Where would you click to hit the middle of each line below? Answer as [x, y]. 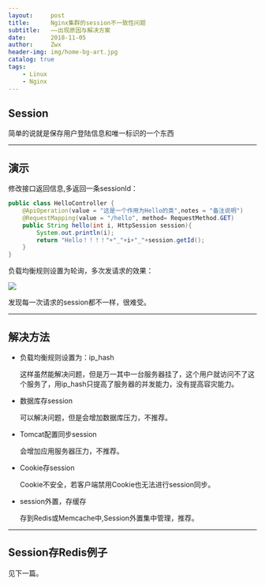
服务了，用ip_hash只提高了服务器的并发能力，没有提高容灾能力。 [132, 384]
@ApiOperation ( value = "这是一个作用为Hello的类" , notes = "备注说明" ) [133, 211]
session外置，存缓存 [53, 501]
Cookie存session [47, 468]
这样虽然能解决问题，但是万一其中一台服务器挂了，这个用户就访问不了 [134, 374]
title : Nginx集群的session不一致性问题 [77, 23]
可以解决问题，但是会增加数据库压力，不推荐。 [95, 417]
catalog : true [32, 60]
